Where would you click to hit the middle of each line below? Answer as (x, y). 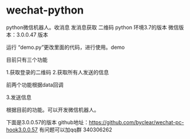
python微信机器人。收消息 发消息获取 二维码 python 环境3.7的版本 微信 (92, 27)
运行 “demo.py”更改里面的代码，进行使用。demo (65, 47)
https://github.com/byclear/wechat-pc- (136, 122)
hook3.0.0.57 (22, 130)
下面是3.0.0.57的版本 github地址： (48, 122)
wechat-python (45, 10)
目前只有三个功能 (27, 59)
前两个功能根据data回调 (35, 85)
